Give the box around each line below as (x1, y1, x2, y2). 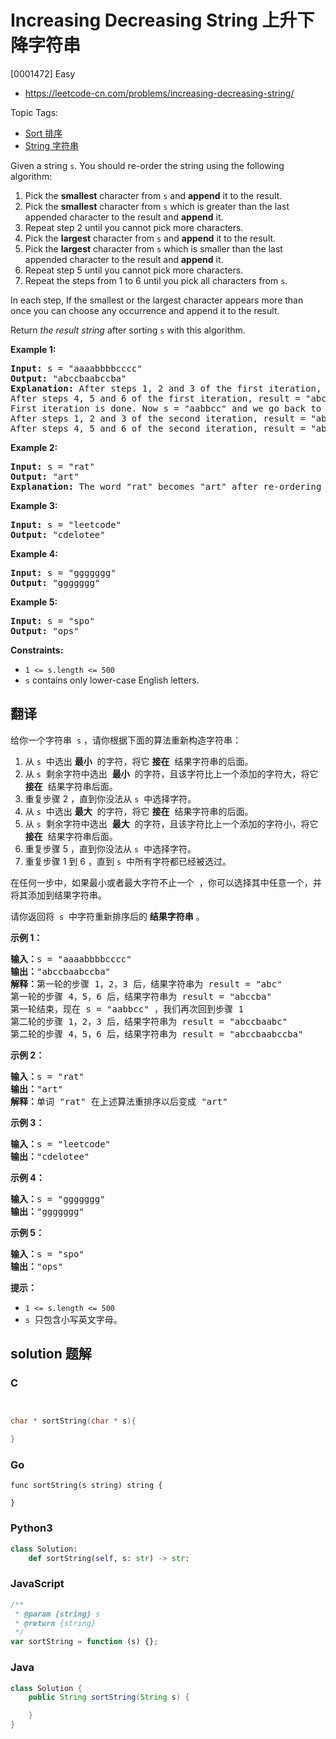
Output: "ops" (10, 625, 80, 636)
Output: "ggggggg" (10, 577, 101, 588)
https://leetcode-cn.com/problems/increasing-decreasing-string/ (24, 87, 295, 99)
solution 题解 (10, 1346, 92, 1363)
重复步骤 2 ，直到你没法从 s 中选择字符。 (24, 792, 197, 805)
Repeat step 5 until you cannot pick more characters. (24, 264, 244, 276)
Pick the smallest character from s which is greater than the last (24, 200, 290, 212)
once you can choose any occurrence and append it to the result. (10, 304, 280, 316)
